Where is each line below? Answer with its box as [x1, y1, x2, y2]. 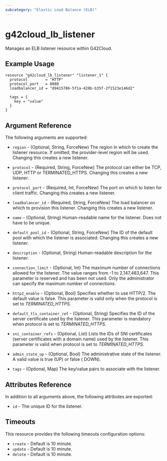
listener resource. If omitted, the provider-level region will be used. [12, 150, 150, 155]
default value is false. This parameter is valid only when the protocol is [12, 296, 158, 302]
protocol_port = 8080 [9, 82, 59, 87]
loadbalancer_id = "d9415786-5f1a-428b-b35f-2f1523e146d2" [9, 86, 135, 91]
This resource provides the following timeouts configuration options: [5, 431, 146, 437]
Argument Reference [5, 121, 72, 130]
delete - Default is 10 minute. [12, 451, 72, 457]
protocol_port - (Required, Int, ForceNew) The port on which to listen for [12, 185, 162, 191]
